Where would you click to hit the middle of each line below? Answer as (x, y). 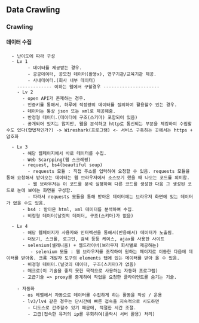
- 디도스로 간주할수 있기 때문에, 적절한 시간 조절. (82, 307)
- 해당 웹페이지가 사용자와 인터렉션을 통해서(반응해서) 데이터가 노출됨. (98, 233)
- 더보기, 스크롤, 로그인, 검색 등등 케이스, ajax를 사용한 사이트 (93, 239)
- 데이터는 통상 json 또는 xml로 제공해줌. (69, 111)
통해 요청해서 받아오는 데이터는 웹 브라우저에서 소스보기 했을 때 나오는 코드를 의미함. (98, 178)
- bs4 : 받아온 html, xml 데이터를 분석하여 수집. (78, 209)
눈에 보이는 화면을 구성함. (45, 190)
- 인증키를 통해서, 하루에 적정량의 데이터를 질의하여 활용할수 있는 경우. (99, 105)
